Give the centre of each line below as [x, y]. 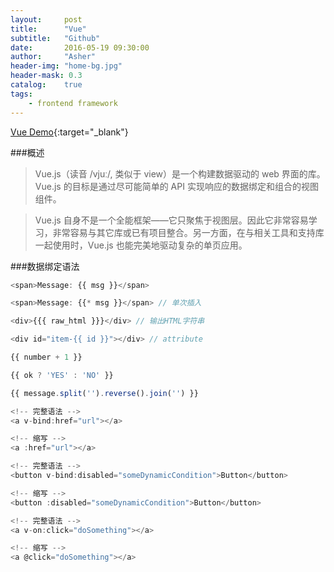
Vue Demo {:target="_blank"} [69, 132]
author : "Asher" [53, 57]
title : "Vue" [48, 29]
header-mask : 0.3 [46, 76]
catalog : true [46, 85]
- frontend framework [73, 103]
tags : [21, 94]
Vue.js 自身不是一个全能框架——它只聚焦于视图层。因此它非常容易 [171, 220]
